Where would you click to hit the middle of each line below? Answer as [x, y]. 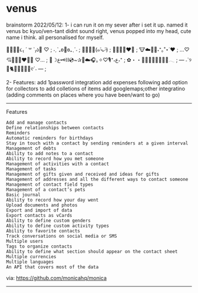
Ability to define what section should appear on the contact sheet [92, 251]
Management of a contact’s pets [46, 190]
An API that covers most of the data [52, 267]
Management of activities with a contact [58, 164]
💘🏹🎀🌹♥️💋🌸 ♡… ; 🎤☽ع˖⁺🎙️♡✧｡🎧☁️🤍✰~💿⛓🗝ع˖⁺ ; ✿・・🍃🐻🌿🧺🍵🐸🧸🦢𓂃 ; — [95, 60]
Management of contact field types [50, 185]
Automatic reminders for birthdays [50, 138]
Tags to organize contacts [39, 246]
